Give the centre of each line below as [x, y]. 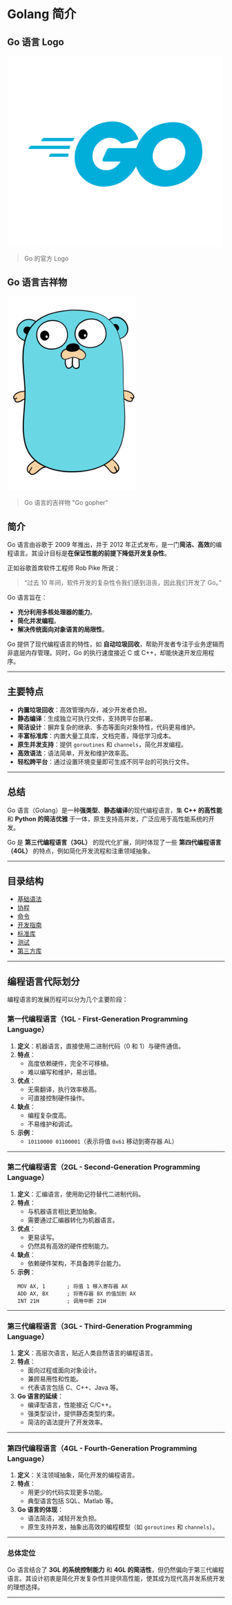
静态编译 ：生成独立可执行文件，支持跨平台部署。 [87, 718]
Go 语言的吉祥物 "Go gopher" [66, 503]
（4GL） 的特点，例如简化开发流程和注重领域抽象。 [80, 851]
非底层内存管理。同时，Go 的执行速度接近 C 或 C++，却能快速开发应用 [108, 652]
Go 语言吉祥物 [37, 282]
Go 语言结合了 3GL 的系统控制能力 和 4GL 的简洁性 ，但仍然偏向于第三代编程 [116, 1570]
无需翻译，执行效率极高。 [64, 1089]
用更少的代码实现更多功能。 [67, 1492]
